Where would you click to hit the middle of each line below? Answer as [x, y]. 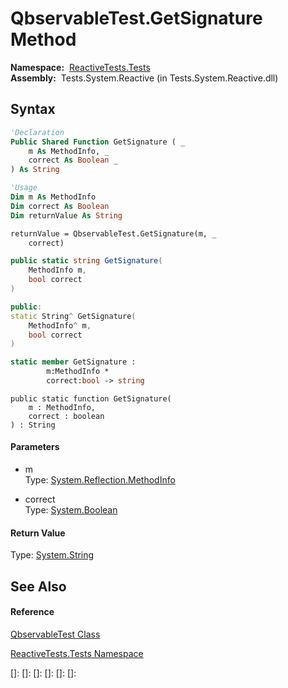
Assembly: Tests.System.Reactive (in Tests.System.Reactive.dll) [144, 78]
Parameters [35, 447]
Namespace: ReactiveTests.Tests [80, 67]
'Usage [24, 188]
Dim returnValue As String [66, 215]
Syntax [33, 109]
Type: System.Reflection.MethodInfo [100, 480]
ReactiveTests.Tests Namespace [77, 653]
